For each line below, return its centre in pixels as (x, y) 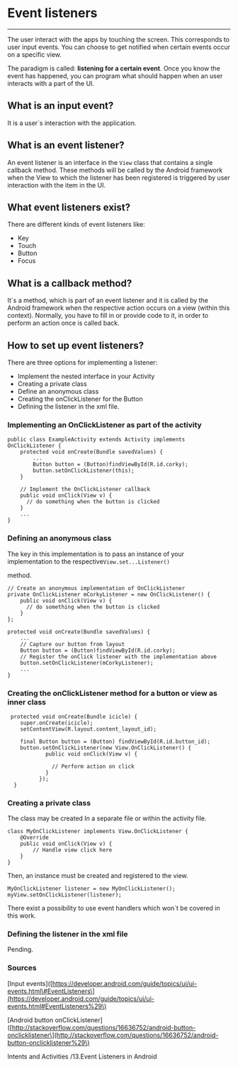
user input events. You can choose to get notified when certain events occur (119, 47)
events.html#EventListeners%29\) (57, 1006)
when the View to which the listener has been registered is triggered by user (119, 177)
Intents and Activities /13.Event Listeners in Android (82, 1056)
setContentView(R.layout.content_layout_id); (89, 729)
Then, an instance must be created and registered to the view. (98, 876)
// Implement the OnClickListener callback (85, 489)
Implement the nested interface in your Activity (86, 376)
